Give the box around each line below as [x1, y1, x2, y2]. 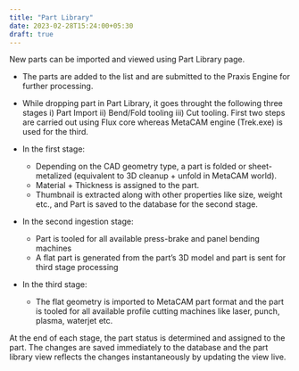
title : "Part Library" [9, 12, 94, 22]
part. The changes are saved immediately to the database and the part [9, 342, 269, 353]
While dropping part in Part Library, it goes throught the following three [21, 98, 284, 109]
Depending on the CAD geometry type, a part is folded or [35, 161, 247, 172]
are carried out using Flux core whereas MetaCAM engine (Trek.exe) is [21, 117, 283, 128]
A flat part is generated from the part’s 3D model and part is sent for [35, 252, 287, 263]
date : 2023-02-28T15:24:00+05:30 [9, 21, 134, 30]
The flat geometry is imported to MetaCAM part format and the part [35, 296, 284, 308]
